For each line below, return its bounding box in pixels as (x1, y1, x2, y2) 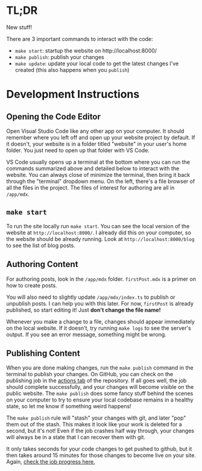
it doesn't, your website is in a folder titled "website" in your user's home (6, 140, 187, 147)
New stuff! (6, 24, 32, 31)
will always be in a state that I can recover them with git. (6, 434, 146, 441)
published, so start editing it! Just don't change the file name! (6, 306, 161, 313)
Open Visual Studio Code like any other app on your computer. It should (6, 127, 185, 135)
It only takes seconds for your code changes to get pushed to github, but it (6, 445, 192, 453)
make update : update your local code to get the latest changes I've (14, 60, 179, 67)
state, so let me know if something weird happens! (6, 403, 131, 410)
